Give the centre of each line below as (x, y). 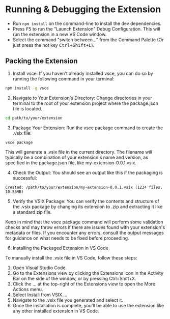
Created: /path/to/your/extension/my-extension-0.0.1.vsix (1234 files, (84, 187)
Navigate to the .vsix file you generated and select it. (68, 300)
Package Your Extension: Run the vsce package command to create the (88, 128)
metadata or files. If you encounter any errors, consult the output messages (84, 233)
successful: (25, 178)
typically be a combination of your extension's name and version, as (77, 157)
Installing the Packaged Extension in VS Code (60, 248)
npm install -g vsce (27, 88)
